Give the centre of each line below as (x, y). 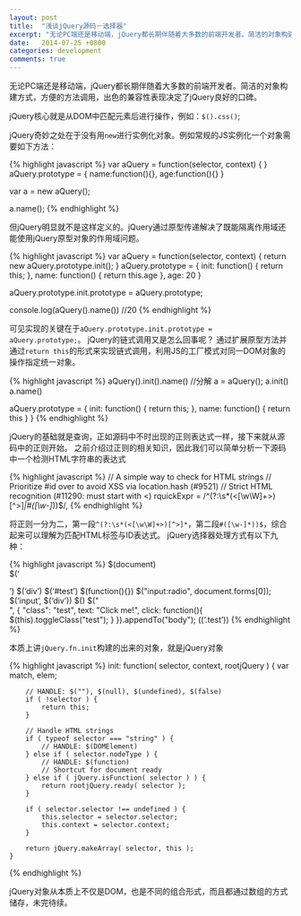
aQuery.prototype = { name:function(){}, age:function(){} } (117, 174)
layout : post (34, 17)
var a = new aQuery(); (50, 191)
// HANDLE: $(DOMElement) (90, 747)
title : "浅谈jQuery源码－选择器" (68, 26)
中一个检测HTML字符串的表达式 (68, 459)
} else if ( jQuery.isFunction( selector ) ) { (116, 778)
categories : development (56, 51)
